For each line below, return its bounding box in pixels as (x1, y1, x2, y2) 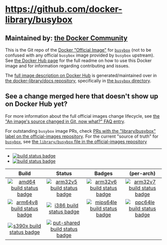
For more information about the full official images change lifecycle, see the (5, 113, 160, 119)
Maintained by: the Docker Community (5, 34, 128, 42)
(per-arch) (129, 170, 156, 177)
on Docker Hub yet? (5, 100, 68, 108)
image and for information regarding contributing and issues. (5, 63, 130, 69)
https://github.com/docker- (5, 3, 123, 15)
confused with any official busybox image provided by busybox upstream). (5, 52, 155, 58)
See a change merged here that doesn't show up (5, 92, 159, 100)
